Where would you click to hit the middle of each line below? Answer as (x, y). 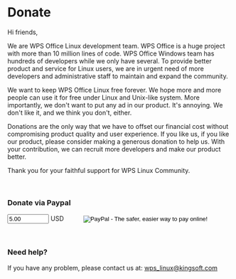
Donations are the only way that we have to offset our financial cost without (118, 126)
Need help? (27, 252)
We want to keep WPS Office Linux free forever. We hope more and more (114, 90)
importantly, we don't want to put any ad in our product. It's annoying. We (115, 105)
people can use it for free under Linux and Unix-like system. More (104, 98)
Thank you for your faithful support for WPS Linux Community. (99, 170)
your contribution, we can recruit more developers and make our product (114, 149)
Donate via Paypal (39, 202)
